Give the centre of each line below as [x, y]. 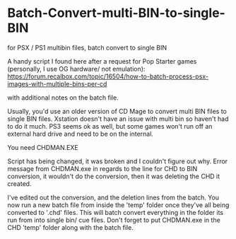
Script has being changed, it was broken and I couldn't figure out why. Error [118, 161]
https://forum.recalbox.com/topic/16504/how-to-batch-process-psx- [108, 76]
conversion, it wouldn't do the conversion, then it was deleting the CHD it [114, 176]
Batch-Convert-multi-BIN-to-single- [117, 13]
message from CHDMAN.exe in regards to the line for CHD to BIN [102, 168]
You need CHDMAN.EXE [43, 147]
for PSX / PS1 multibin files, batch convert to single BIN [87, 47]
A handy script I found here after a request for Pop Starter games [102, 61]
